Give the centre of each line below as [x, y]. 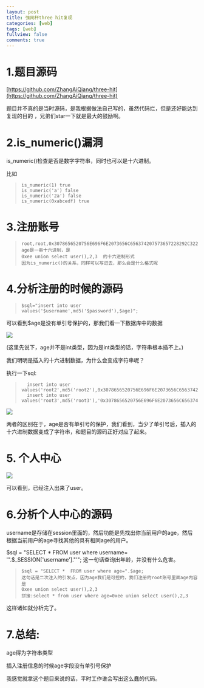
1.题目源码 [32, 72]
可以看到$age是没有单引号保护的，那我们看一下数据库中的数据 [84, 323]
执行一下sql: [22, 373]
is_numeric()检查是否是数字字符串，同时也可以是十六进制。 [80, 160]
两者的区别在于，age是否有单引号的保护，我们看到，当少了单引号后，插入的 [101, 424]
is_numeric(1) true [46, 185]
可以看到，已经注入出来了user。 [46, 487]
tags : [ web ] [21, 29]
